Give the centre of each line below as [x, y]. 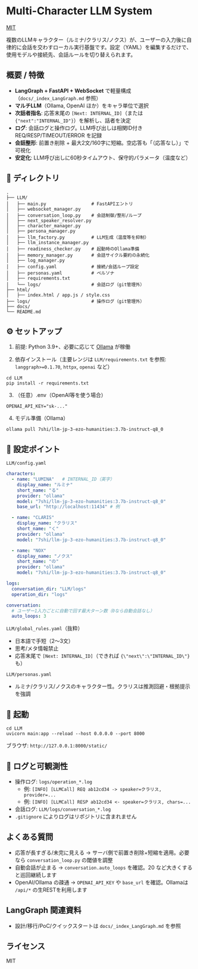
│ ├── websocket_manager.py [44, 209]
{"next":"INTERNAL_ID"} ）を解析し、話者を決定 [73, 120]
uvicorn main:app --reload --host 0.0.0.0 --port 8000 [76, 734]
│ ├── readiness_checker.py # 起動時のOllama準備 [73, 249]
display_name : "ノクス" [45, 556]
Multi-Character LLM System [79, 11]
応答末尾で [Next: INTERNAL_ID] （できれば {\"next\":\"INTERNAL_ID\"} [102, 656]
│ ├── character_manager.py [44, 226]
